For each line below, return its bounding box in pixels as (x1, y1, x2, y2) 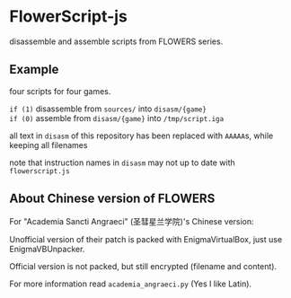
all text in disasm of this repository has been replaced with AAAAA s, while (9, 130, 274, 141)
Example (9, 62, 59, 77)
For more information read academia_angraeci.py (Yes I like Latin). (9, 278, 252, 289)
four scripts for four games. (9, 85, 111, 96)
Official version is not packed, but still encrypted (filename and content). (9, 260, 277, 271)
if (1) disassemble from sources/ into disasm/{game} (9, 103, 207, 114)
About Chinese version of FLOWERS (9, 191, 216, 206)
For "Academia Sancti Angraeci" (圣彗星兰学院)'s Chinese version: (9, 215, 254, 226)
